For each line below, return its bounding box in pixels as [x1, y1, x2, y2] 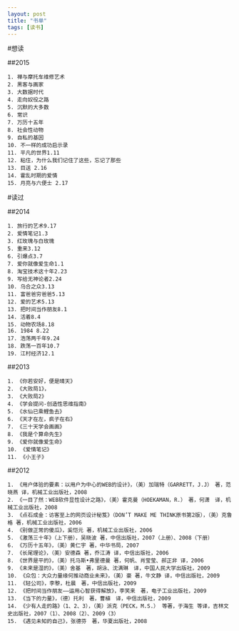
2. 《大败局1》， [7, 385, 50, 393]
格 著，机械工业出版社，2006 [7, 519, 82, 527]
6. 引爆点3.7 [7, 253, 43, 261]
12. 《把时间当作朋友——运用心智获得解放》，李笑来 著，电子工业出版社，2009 [7, 587, 207, 595]
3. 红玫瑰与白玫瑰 [7, 238, 55, 245]
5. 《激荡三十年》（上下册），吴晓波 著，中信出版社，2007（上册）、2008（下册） [7, 535, 213, 542]
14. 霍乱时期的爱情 [7, 172, 58, 179]
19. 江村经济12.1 [7, 350, 55, 358]
